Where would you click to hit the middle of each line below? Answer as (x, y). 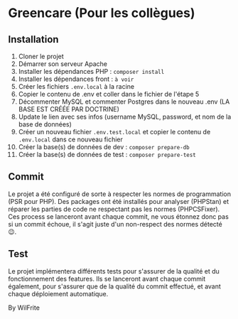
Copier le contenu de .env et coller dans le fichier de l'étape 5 (109, 94)
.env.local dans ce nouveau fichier (71, 139)
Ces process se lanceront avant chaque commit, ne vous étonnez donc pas (119, 216)
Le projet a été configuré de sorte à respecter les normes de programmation (120, 194)
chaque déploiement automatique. (58, 293)
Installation (33, 39)
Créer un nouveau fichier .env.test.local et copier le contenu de (114, 132)
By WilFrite (24, 308)
